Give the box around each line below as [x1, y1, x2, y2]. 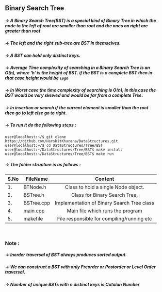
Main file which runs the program [67, 207, 142, 214]
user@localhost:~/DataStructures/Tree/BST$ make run [5, 151, 114, 156]
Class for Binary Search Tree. [71, 191, 138, 198]
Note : [5, 240, 20, 246]
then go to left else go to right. [5, 110, 67, 116]
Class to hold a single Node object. [65, 184, 145, 190]
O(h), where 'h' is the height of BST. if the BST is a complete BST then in [5, 70, 153, 76]
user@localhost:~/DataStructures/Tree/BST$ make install [5, 147, 123, 152]
